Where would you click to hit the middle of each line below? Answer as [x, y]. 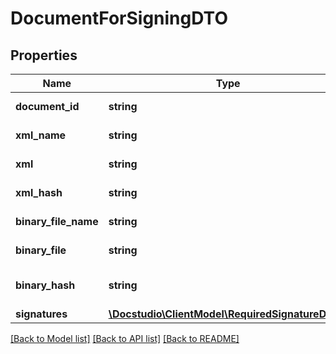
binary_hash [45, 285]
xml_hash [39, 192]
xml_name [41, 135]
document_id [47, 106]
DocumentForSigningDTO [119, 18]
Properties [44, 55]
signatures [41, 314]
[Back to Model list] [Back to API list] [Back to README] [125, 338]
